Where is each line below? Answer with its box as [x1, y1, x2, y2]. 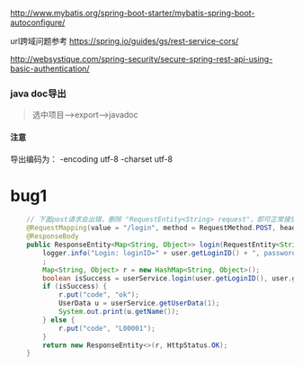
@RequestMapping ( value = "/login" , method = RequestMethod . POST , [26, 224, 277, 233]
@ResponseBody [26, 232, 79, 241]
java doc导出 [10, 87, 67, 100]
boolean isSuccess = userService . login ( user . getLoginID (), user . [42, 273, 293, 282]
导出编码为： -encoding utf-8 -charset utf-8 [10, 153, 174, 165]
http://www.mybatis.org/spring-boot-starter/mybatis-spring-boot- [10, 8, 255, 18]
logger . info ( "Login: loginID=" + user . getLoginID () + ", [42, 248, 260, 257]
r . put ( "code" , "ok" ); [58, 290, 140, 299]
